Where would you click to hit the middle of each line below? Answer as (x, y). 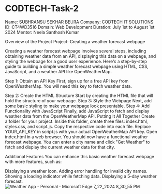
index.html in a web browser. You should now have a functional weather (77, 137)
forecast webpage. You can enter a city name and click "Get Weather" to (77, 142)
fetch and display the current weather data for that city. (60, 147)
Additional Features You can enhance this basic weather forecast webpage (80, 156)
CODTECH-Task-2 (42, 8)
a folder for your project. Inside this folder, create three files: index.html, (77, 121)
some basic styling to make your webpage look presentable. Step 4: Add (77, 106)
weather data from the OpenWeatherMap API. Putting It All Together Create (80, 116)
